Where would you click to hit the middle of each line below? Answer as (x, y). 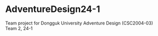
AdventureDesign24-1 (53, 9)
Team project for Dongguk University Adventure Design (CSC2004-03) (79, 23)
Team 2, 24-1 (19, 28)
